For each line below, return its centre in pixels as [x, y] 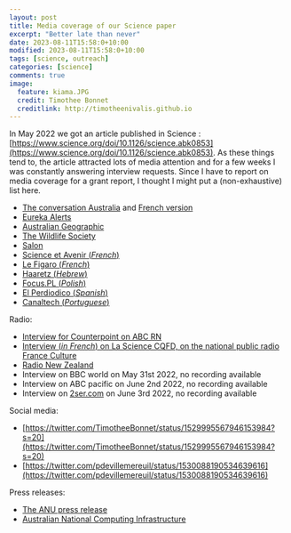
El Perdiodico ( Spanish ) [65, 293]
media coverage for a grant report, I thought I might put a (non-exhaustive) [145, 181]
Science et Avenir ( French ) [71, 255]
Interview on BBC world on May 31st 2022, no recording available [142, 375]
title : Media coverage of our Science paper [93, 26]
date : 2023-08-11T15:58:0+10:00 [69, 42]
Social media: [34, 411]
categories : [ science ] [51, 68]
